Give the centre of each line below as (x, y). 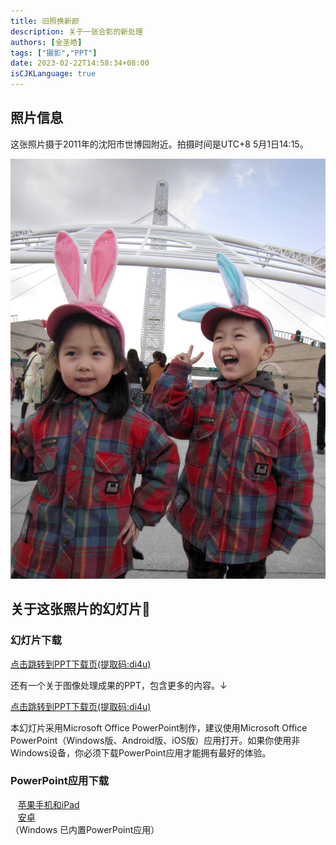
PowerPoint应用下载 (60, 781)
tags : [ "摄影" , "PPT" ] (54, 53)
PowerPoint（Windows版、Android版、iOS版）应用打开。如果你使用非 (155, 740)
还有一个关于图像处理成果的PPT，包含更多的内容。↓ (119, 685)
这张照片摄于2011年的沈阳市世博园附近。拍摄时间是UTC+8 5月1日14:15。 (159, 144)
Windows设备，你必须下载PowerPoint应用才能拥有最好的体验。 (141, 752)
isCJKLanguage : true (53, 74)
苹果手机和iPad (48, 804)
